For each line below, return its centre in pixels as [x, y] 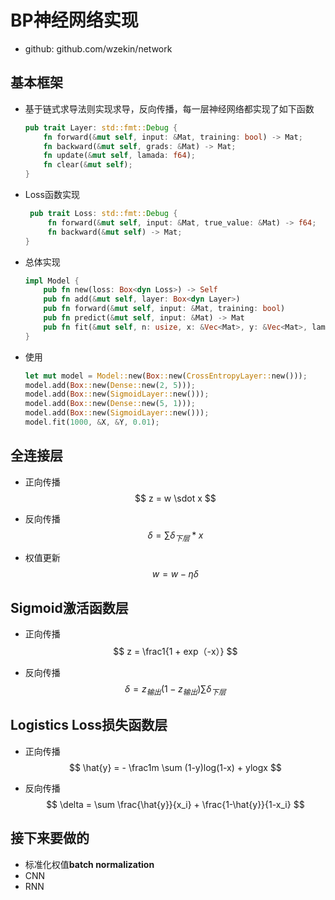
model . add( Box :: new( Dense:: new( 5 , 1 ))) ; [110, 404]
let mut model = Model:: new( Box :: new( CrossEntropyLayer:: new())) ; [166, 376]
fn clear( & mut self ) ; [88, 165]
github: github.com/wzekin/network [98, 48]
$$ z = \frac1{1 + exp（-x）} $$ [175, 652]
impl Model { [52, 281]
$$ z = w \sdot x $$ [175, 498]
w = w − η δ [175, 574]
